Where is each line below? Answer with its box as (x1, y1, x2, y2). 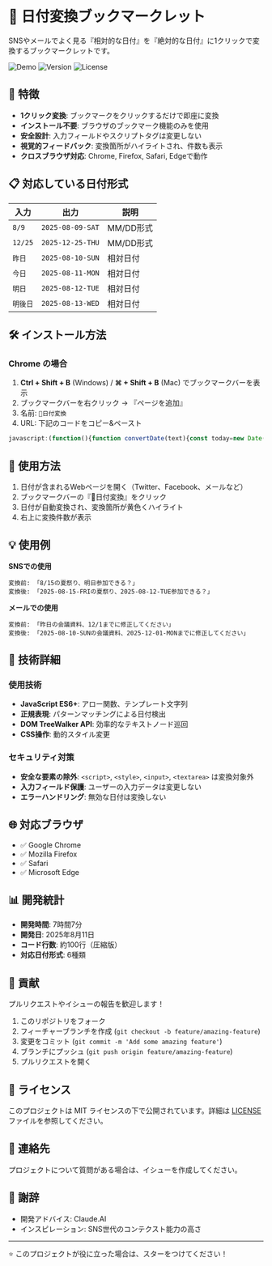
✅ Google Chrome (19, 839, 82, 850)
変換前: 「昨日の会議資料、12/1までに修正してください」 (8, 620, 175, 628)
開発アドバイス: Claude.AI (19, 1213, 107, 1223)
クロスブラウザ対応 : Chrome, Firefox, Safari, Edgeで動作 (19, 151, 208, 160)
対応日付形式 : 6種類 (19, 950, 87, 960)
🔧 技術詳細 (8, 653, 61, 667)
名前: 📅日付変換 (19, 408, 67, 418)
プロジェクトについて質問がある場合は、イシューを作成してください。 (8, 1165, 242, 1175)
